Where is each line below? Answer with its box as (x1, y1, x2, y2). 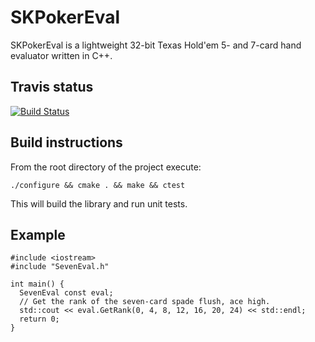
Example (10, 226, 66, 243)
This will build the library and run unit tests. (10, 197, 188, 210)
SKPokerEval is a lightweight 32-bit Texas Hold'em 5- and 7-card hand (10, 39, 302, 51)
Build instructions (10, 134, 123, 151)
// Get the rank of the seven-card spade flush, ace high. (19, 297, 271, 307)
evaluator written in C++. (10, 49, 113, 61)
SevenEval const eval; (19, 288, 114, 298)
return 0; (19, 314, 60, 325)
